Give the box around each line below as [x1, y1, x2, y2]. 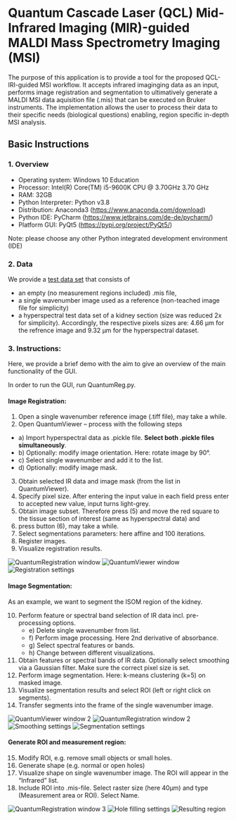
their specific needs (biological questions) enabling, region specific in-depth [8, 111, 229, 119]
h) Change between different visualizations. [28, 648, 155, 657]
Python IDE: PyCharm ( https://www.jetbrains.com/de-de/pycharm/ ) [18, 213, 214, 221]
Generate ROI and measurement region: [8, 738, 126, 747]
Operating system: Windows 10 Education [18, 175, 139, 184]
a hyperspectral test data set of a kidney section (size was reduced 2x [18, 311, 222, 320]
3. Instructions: [8, 343, 62, 353]
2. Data [8, 259, 34, 269]
